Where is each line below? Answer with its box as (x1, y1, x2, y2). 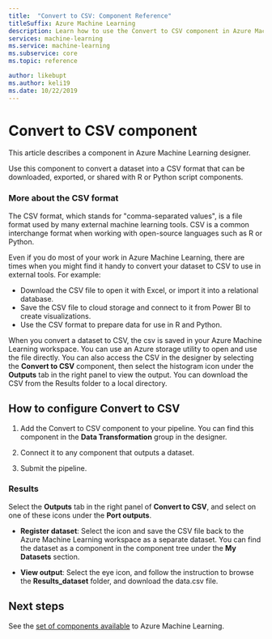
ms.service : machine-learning (8, 42, 111, 50)
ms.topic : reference (8, 57, 79, 66)
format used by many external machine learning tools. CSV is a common (8, 219, 249, 229)
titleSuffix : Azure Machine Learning (8, 19, 136, 28)
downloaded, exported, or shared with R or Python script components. (8, 172, 244, 182)
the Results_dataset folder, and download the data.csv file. (19, 576, 219, 586)
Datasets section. (19, 552, 80, 561)
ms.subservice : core (8, 49, 79, 57)
